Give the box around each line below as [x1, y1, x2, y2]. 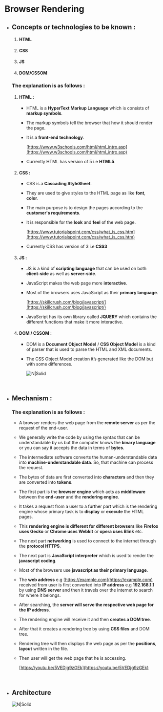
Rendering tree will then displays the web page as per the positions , [19, 641, 157, 647]
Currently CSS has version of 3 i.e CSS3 [26, 243, 108, 250]
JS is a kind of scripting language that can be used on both [26, 265, 147, 272]
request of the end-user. [19, 425, 68, 431]
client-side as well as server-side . [26, 271, 97, 277]
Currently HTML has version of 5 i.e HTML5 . [26, 159, 116, 165]
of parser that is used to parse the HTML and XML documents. [26, 346, 152, 352]
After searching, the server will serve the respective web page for [19, 602, 154, 608]
